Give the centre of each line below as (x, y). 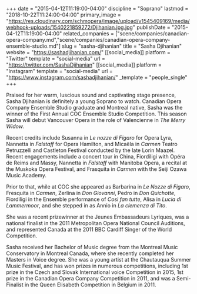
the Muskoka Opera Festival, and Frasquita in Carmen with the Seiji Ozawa (96, 169)
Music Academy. (26, 175)
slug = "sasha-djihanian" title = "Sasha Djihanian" (122, 46)
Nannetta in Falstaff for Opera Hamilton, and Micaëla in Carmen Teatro (92, 144)
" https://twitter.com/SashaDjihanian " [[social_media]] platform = (84, 65)
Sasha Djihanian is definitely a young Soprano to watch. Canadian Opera (94, 101)
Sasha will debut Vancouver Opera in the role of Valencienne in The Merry (96, 120)
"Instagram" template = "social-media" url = (59, 71)
